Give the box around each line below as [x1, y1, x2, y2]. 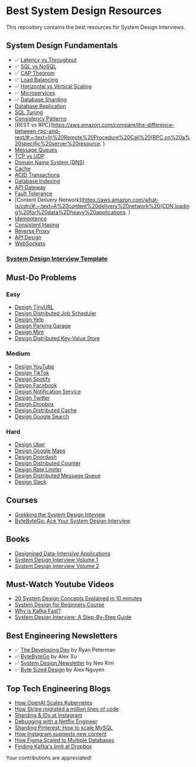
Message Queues [14, 146, 58, 153]
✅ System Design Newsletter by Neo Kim [14, 659, 114, 666]
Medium [6, 350, 31, 358]
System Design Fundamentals [6, 41, 119, 51]
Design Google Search [14, 413, 69, 420]
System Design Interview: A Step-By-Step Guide [14, 614, 132, 621]
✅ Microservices [14, 89, 55, 96]
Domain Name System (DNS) [14, 159, 85, 166]
